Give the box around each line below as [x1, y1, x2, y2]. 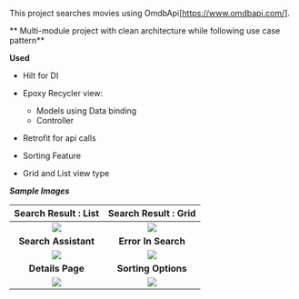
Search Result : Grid [107, 207, 196, 219]
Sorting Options [116, 263, 188, 274]
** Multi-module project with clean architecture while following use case [9, 25, 281, 35]
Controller [35, 115, 75, 125]
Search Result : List [14, 207, 100, 219]
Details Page [28, 263, 85, 274]
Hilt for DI [22, 70, 59, 81]
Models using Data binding [35, 105, 137, 116]
